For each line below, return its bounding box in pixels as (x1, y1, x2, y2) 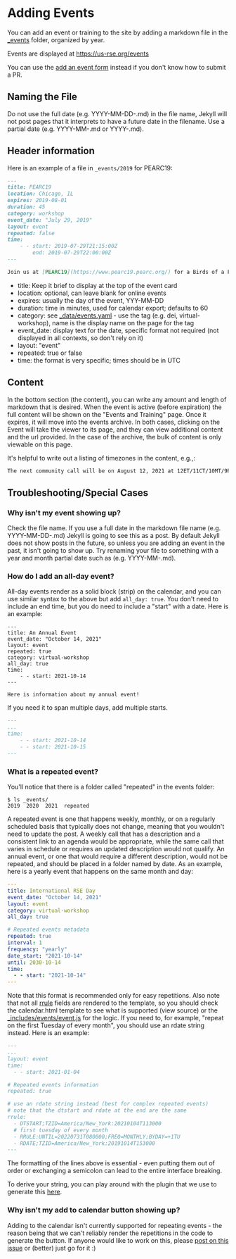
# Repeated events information (7, 1081, 99, 1089)
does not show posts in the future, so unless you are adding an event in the (7, 539, 225, 547)
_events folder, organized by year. (7, 35, 105, 44)
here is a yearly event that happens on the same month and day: (7, 867, 193, 876)
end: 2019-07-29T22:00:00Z (32, 249, 112, 256)
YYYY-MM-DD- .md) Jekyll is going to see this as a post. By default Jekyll (7, 532, 220, 540)
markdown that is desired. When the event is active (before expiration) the (7, 403, 223, 411)
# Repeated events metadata (7, 926, 90, 934)
